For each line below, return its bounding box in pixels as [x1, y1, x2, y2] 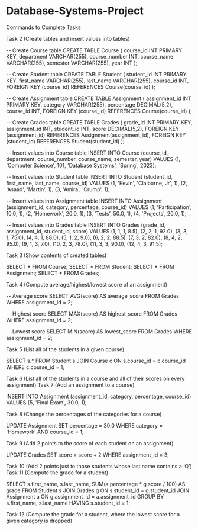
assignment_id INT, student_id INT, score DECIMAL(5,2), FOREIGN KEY [6, 125, 179, 132]
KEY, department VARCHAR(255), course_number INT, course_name [6, 53, 174, 60]
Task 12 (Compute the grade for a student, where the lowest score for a [6, 510, 180, 518]
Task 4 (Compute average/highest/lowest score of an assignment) [6, 281, 167, 288]
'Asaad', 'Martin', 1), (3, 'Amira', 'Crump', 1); [6, 185, 111, 193]
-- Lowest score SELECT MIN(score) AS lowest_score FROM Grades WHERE [6, 327, 192, 335]
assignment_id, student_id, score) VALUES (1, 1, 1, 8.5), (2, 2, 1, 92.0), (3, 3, [6, 227, 188, 235]
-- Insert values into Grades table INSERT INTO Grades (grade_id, [6, 221, 166, 229]
